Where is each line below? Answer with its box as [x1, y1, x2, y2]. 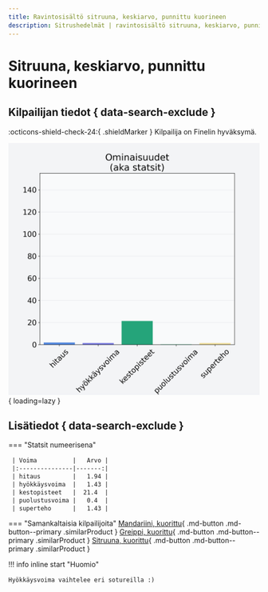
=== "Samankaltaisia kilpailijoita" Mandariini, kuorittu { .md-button [8, 518, 224, 528]
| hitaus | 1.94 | [11, 473, 109, 481]
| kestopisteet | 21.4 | [11, 489, 109, 497]
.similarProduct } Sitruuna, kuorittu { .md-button [35, 536, 191, 546]
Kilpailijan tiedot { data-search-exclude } [8, 106, 216, 119]
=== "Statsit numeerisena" [8, 440, 97, 450]
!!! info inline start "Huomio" [8, 560, 100, 570]
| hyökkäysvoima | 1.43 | [11, 481, 109, 489]
